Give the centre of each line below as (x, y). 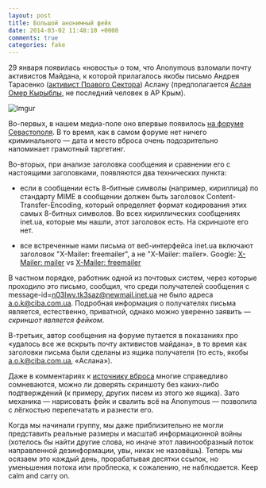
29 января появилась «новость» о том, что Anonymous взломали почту (130, 67)
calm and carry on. (39, 476)
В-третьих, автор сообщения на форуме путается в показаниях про (123, 336)
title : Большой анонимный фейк (60, 23)
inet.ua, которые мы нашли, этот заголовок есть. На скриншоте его (134, 222)
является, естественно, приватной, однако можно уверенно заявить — (130, 312)
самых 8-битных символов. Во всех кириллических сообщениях (130, 213)
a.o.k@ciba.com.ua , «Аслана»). (60, 361)
